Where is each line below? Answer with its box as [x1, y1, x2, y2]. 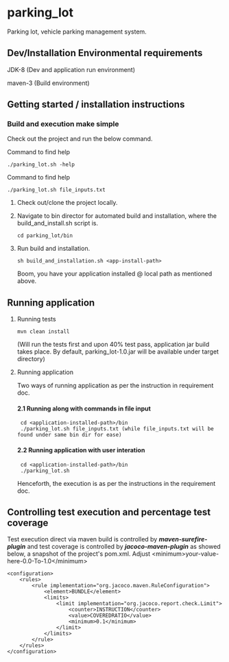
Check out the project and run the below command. [7, 135, 153, 143]
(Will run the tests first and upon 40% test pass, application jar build [16, 341, 210, 349]
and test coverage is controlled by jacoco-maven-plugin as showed [27, 543, 221, 551]
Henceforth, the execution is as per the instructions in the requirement [16, 479, 216, 487]
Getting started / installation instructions [7, 99, 185, 110]
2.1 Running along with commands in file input [16, 404, 151, 413]
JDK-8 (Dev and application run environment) [7, 65, 136, 73]
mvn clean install [16, 328, 70, 335]
